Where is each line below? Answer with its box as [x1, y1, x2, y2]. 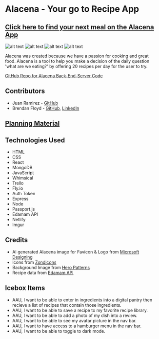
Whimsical [12, 175, 33, 181]
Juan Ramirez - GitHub [12, 100, 59, 106]
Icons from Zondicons [12, 259, 57, 265]
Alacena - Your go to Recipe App [5, 3, 139, 15]
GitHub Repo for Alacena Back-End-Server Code [5, 73, 103, 79]
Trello [12, 180, 24, 186]
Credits [5, 236, 28, 244]
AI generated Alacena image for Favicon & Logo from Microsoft [12, 249, 139, 255]
